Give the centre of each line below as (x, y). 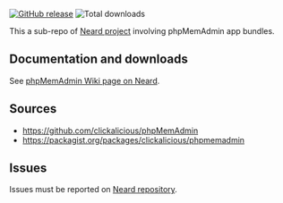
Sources (33, 109)
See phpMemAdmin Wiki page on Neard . (85, 80)
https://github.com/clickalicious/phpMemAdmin (110, 131)
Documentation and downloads (99, 59)
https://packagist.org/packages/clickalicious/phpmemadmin (133, 140)
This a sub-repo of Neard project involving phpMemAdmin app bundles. (142, 31)
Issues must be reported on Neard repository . (93, 190)
